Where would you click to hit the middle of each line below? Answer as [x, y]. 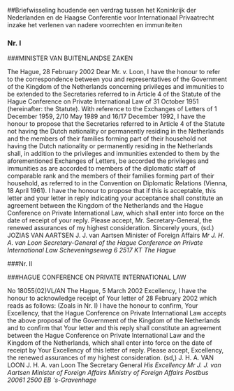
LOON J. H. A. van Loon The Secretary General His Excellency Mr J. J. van [114, 365]
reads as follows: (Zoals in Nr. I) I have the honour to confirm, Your [103, 306]
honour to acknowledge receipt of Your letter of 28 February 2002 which [112, 298]
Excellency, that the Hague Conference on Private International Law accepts [117, 313]
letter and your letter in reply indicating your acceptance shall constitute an [115, 198]
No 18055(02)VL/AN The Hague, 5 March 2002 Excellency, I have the [107, 291]
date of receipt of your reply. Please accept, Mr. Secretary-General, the [110, 220]
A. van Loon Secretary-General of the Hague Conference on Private [105, 243]
